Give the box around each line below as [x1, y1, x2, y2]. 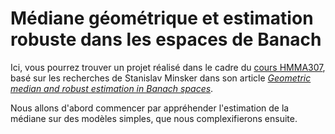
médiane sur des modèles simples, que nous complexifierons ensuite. [10, 112, 298, 124]
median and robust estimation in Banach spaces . [10, 82, 214, 94]
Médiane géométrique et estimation [10, 7, 314, 30]
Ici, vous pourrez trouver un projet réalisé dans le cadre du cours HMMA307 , [10, 61, 326, 73]
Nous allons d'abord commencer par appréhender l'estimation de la [10, 102, 290, 114]
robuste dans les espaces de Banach [10, 28, 322, 51]
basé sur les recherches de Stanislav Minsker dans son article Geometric [10, 72, 312, 84]
